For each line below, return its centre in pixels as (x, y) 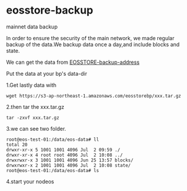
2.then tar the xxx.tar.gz (35, 106)
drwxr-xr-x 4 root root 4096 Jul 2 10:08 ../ (65, 155)
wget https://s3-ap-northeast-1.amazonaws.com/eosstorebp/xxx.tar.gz (94, 96)
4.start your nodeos (30, 182)
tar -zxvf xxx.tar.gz (33, 118)
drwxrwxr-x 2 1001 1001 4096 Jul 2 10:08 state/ (69, 165)
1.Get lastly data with (31, 85)
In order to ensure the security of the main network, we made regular (90, 38)
